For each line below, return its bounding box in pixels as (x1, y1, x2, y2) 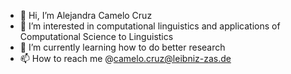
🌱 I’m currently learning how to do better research (19, 41, 226, 53)
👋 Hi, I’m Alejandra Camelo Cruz (19, 10, 153, 21)
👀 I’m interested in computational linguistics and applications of (19, 20, 281, 32)
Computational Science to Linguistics (19, 31, 174, 42)
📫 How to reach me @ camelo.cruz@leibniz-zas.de (19, 53, 232, 64)
